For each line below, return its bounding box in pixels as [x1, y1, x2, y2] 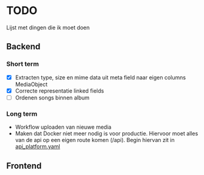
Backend [6, 41, 41, 52]
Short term [6, 60, 40, 68]
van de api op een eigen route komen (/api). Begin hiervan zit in [15, 137, 175, 144]
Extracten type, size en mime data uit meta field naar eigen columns [15, 74, 186, 81]
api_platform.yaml [15, 143, 60, 150]
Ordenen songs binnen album [15, 94, 90, 101]
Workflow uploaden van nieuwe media [15, 123, 111, 131]
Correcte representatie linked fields [15, 87, 105, 95]
